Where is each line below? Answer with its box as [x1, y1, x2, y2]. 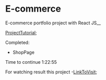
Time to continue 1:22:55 [5, 59, 57, 65]
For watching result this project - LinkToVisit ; [5, 69, 97, 75]
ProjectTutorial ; [5, 29, 37, 35]
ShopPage [12, 49, 34, 55]
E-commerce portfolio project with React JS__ [5, 20, 101, 26]
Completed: [5, 39, 30, 46]
